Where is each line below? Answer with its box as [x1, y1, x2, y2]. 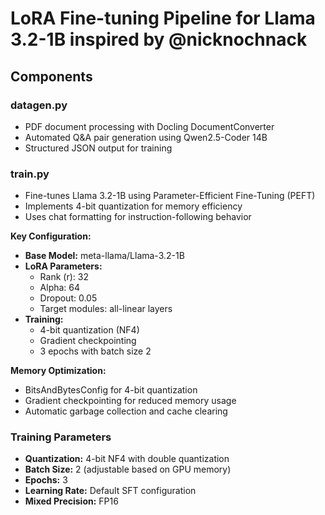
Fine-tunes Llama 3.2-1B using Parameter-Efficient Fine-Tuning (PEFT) [24, 190, 316, 202]
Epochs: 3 [24, 474, 68, 486]
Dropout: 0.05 [39, 292, 98, 304]
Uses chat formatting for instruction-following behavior [24, 211, 252, 223]
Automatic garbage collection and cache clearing [24, 405, 228, 417]
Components [10, 68, 93, 85]
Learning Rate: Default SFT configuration [24, 485, 197, 497]
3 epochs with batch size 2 [39, 345, 152, 357]
